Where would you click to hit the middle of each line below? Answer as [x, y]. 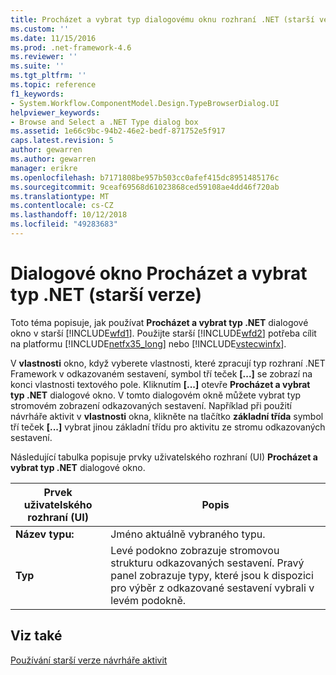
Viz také [36, 636]
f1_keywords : [37, 94]
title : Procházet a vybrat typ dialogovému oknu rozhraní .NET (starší [162, 19]
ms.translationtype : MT [60, 196]
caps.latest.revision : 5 [62, 141]
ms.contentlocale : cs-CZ [62, 206]
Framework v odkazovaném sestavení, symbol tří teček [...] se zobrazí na [161, 373]
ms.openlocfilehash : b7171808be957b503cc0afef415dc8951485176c [145, 177]
